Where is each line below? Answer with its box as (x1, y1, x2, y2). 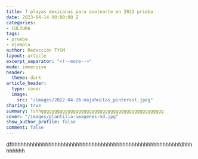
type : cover (11, 86, 42, 92)
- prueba (6, 36, 28, 42)
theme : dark (11, 75, 42, 81)
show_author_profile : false (6, 119, 76, 125)
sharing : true (6, 102, 42, 109)
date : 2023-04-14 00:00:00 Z (6, 14, 79, 20)
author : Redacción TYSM (6, 47, 66, 53)
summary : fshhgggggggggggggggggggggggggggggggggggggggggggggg (6, 108, 164, 114)
